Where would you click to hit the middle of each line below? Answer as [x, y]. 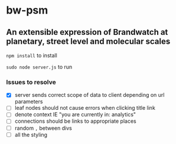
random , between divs [43, 128]
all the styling [31, 135]
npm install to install [32, 55]
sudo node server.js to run [39, 67]
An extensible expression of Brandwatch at [87, 32]
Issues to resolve [31, 82]
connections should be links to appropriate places [76, 121]
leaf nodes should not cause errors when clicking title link [85, 108]
